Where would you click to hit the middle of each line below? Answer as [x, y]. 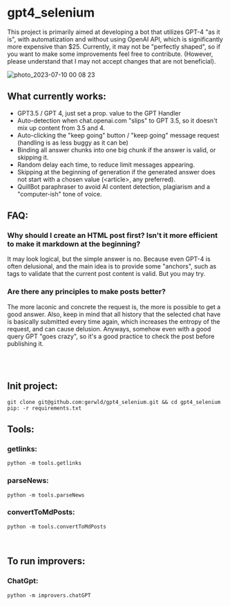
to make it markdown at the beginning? [74, 244]
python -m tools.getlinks [44, 463]
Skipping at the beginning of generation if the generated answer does [116, 172]
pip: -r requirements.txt [44, 408]
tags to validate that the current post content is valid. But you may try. [106, 274]
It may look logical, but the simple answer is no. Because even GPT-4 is [109, 259]
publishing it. [26, 343]
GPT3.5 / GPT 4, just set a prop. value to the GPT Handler [99, 113]
